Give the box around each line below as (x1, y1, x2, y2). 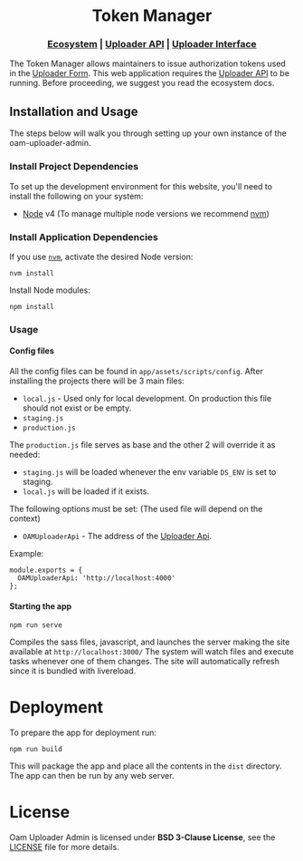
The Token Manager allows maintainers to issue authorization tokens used (9, 58, 287, 69)
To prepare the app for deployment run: (9, 727, 156, 739)
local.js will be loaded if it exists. (22, 486, 149, 497)
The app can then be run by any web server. (9, 770, 175, 781)
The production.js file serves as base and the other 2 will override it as (9, 440, 276, 450)
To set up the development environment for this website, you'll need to (9, 180, 273, 191)
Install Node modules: (9, 285, 90, 295)
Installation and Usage (9, 103, 138, 119)
